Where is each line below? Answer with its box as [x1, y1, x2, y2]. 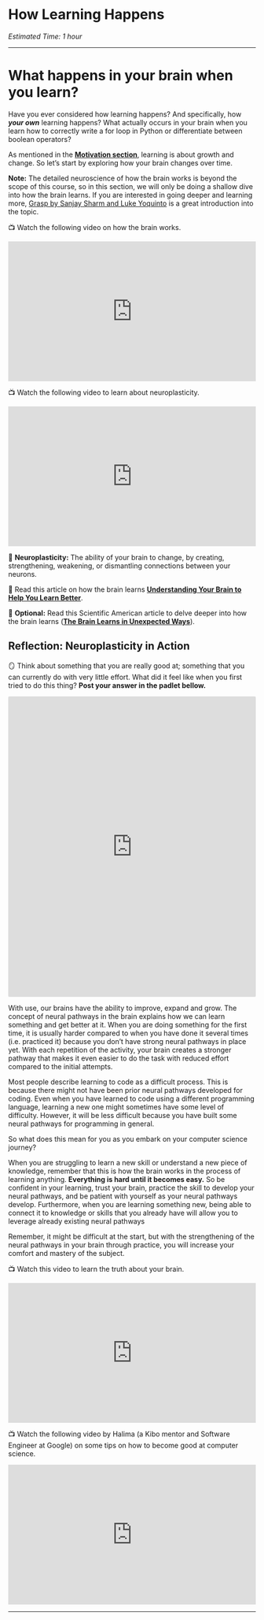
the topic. [8, 206, 39, 216]
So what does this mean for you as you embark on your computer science [8, 1134, 247, 1143]
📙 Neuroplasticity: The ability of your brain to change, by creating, [8, 552, 225, 562]
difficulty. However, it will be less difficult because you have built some [8, 1110, 237, 1120]
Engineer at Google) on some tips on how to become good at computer [8, 1440, 239, 1451]
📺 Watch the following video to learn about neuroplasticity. [8, 388, 200, 397]
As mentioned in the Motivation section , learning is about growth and [8, 150, 234, 159]
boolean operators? [8, 134, 72, 143]
